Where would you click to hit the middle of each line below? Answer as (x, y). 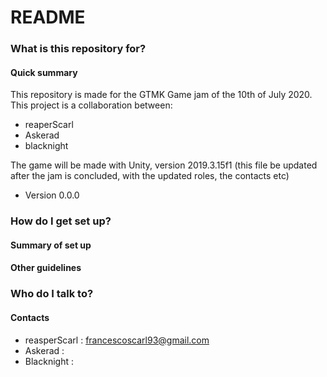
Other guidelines (46, 268)
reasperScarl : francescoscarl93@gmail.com (117, 340)
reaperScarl (49, 125)
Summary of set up (51, 245)
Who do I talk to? (52, 294)
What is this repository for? (78, 49)
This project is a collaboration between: (91, 105)
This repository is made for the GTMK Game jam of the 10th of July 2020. (161, 95)
